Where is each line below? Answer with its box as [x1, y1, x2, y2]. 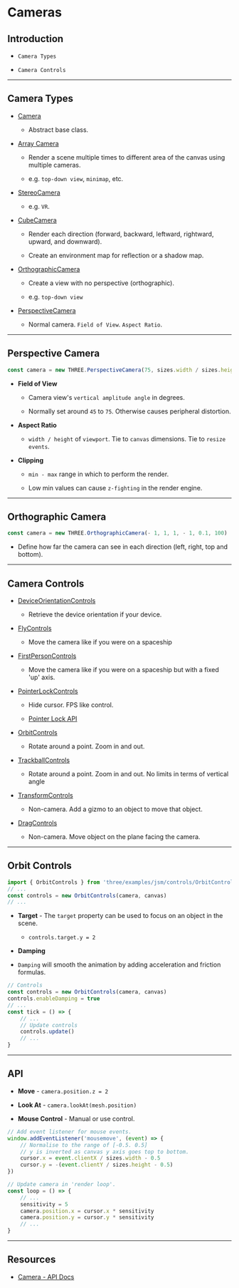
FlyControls [17, 624, 52, 632]
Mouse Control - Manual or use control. [17, 1114, 135, 1123]
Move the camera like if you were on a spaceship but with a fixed [28, 666, 219, 674]
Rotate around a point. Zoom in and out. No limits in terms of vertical [28, 770, 229, 778]
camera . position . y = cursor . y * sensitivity [20, 1214, 154, 1221]
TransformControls [17, 791, 73, 799]
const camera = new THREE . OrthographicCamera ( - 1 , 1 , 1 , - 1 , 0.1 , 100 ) [7, 530, 228, 537]
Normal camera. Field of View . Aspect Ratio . [28, 320, 163, 329]
